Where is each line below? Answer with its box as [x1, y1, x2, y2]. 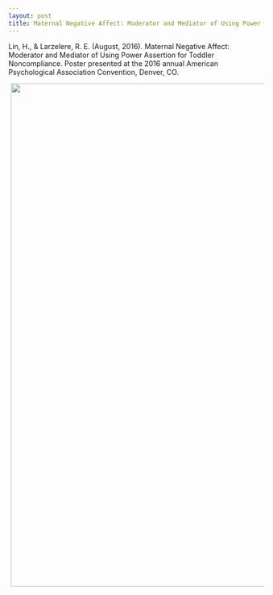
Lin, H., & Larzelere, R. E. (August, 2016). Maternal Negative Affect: [8, 41, 230, 51]
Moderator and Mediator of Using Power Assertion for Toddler [8, 50, 215, 60]
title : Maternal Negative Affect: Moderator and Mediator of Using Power [8, 19, 262, 27]
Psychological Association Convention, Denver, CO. [8, 67, 180, 76]
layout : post [8, 11, 52, 20]
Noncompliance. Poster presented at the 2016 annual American [8, 58, 219, 68]
